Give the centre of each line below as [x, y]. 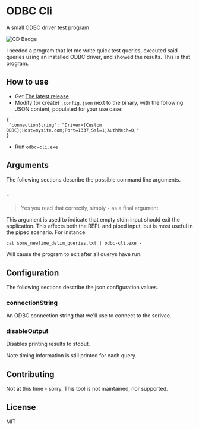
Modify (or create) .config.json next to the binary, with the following [99, 102]
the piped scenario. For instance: [47, 232]
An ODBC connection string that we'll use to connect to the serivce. [89, 315]
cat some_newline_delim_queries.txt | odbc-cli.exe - [74, 243]
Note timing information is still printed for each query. [72, 356]
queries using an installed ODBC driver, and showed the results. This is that [98, 57]
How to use [27, 82]
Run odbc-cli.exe [36, 147]
